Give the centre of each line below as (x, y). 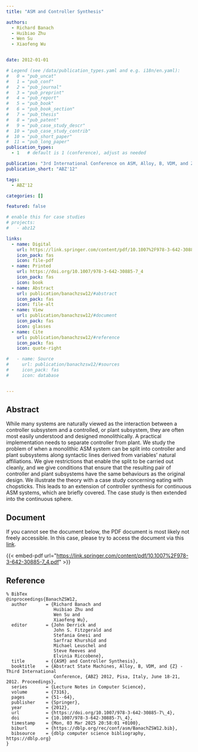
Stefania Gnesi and (77, 636)
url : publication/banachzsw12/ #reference (68, 337)
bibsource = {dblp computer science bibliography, (79, 734)
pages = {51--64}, (43, 697)
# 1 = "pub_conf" (30, 81)
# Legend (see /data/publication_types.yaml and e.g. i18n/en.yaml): (93, 71)
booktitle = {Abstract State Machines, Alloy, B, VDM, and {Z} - (97, 666)
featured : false (26, 206)
